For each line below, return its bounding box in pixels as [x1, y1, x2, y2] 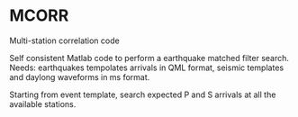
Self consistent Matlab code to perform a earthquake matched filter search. [9, 52, 290, 63]
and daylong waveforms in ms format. [9, 71, 150, 82]
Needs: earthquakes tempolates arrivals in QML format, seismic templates [9, 62, 284, 73]
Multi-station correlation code [9, 35, 120, 46]
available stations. [9, 98, 77, 109]
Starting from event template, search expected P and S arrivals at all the [9, 89, 276, 100]
